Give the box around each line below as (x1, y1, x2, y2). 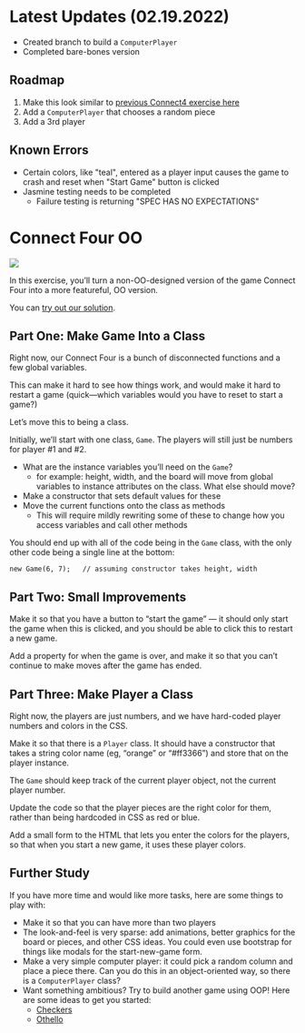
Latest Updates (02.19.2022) (9, 6, 230, 27)
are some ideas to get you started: (22, 994, 152, 1005)
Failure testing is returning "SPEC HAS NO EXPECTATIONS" (35, 196, 260, 207)
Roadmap (9, 73, 65, 88)
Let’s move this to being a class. (9, 417, 129, 428)
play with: (9, 899, 46, 910)
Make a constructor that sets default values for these (22, 491, 221, 501)
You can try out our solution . (9, 302, 116, 313)
